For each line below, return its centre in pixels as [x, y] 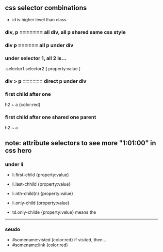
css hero [18, 150]
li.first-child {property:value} [41, 175]
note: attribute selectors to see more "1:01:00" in [81, 143]
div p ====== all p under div [39, 45]
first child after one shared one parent [50, 117]
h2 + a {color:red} [23, 105]
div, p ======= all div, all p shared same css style [65, 32]
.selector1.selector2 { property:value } [43, 68]
